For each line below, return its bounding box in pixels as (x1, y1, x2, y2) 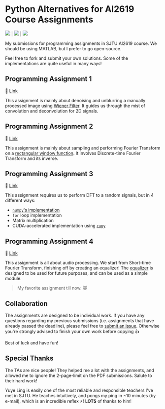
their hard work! (5, 377, 38, 383)
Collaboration (5, 299, 48, 308)
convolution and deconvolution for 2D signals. (5, 108, 99, 114)
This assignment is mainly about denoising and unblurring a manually (5, 97, 146, 103)
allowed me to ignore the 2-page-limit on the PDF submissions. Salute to (5, 372, 153, 378)
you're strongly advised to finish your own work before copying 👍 (5, 329, 139, 334)
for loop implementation (12, 212, 62, 218)
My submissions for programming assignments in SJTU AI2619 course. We (5, 40, 157, 46)
